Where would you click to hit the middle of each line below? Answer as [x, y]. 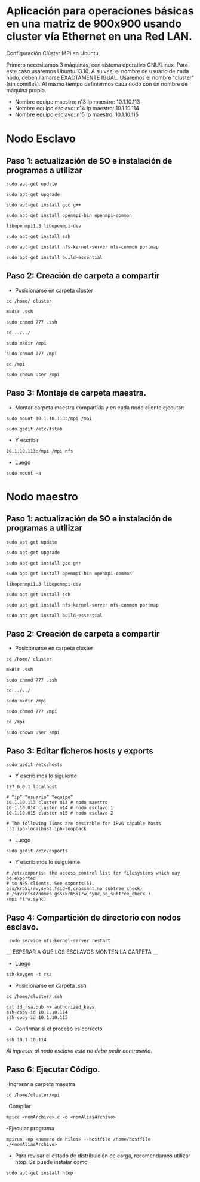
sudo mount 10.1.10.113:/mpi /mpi [49, 418]
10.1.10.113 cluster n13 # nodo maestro [57, 803]
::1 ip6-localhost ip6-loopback [46, 829]
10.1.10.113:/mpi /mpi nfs [40, 451]
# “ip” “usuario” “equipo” [40, 797]
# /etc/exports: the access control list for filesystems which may [93, 873]
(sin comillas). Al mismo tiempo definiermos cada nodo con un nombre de [97, 84]
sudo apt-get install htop [40, 1173]
